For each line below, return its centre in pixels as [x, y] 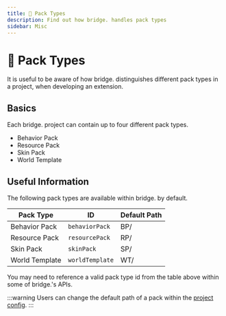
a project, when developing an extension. [65, 87]
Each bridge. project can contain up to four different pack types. [98, 125]
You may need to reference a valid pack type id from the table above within [113, 277]
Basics [22, 108]
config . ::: [21, 305]
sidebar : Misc [27, 26]
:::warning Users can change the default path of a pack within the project [110, 297]
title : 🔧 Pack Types [37, 13]
